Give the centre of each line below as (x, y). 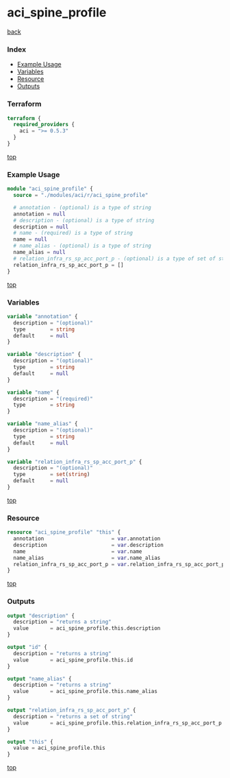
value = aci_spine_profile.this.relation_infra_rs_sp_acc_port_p (118, 723)
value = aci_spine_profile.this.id (73, 660)
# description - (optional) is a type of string (84, 220)
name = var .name (78, 551)
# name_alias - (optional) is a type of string (82, 246)
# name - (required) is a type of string (73, 233)
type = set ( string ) (52, 475)
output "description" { (41, 615)
